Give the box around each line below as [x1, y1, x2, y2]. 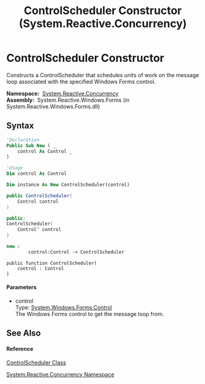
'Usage [6, 165, 23, 171]
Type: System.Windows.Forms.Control [15, 304, 112, 311]
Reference [6, 345, 34, 352]
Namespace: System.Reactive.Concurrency [6, 89, 119, 97]
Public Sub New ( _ [6, 142, 56, 149]
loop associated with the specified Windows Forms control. [6, 78, 156, 85]
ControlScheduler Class [6, 359, 66, 366]
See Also [6, 328, 41, 339]
